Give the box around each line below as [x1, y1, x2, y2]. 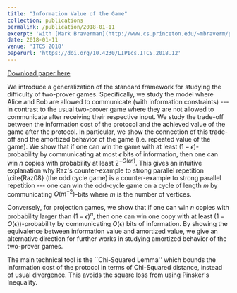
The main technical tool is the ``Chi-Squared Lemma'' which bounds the [7, 255, 217, 264]
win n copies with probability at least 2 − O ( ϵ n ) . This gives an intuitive [7, 157, 202, 167]
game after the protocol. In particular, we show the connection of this [7, 127, 208, 136]
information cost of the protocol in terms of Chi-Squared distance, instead [7, 263, 223, 271]
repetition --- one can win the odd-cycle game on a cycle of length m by [7, 181, 218, 189]
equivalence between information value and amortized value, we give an [7, 227, 219, 235]
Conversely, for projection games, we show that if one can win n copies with [7, 204, 229, 212]
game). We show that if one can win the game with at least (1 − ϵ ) [7, 142, 196, 151]
